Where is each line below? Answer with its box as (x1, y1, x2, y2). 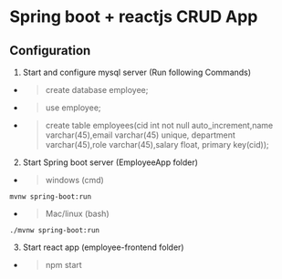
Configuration (9, 43, 91, 58)
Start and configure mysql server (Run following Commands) (22, 67, 252, 77)
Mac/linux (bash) (45, 208, 110, 219)
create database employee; (45, 85, 149, 95)
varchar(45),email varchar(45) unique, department (45, 129, 235, 140)
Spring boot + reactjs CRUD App (9, 6, 258, 27)
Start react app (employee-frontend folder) (22, 242, 184, 253)
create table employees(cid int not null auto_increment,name (45, 120, 274, 130)
